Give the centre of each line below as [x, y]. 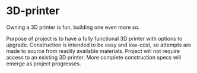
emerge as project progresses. [44, 64]
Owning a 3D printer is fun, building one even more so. [73, 27]
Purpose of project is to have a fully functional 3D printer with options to [94, 38]
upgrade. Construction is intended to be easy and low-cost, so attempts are [99, 45]
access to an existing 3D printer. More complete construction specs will [94, 57]
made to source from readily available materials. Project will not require [93, 51]
